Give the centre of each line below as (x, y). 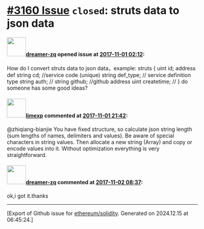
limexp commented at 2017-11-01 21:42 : (77, 115)
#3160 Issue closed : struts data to (93, 11)
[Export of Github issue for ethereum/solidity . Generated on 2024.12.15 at (98, 213)
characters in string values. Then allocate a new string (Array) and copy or (100, 142)
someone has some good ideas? (48, 88)
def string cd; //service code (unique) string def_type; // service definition (99, 75)
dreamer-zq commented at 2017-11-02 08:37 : (84, 182)
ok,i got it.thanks (28, 196)
